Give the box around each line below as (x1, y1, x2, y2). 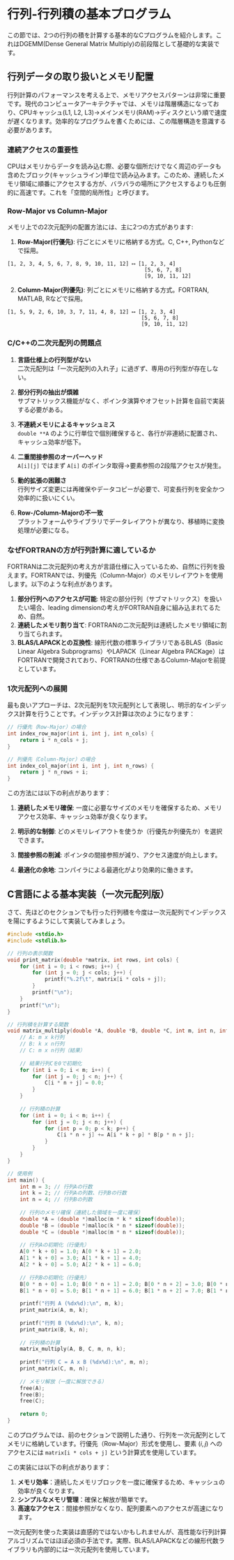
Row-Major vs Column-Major (7, 206, 108, 215)
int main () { (7, 1176, 45, 1184)
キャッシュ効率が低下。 (17, 438, 85, 446)
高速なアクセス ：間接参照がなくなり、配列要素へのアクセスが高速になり (17, 1504, 224, 1512)
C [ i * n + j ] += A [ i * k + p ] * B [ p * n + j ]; (56, 1131, 195, 1138)
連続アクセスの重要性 (7, 145, 79, 155)
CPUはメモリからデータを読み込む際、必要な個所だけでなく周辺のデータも (7, 162, 221, 171)
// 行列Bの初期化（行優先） (19, 1274, 90, 1281)
